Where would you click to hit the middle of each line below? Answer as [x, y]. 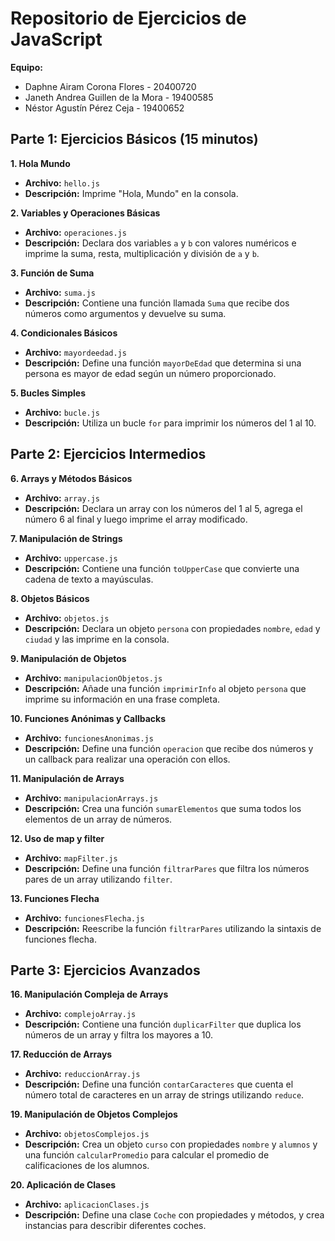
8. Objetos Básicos [50, 598]
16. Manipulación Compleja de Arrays [89, 994]
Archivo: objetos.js [67, 618]
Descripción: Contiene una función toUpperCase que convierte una [162, 568]
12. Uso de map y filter [57, 838]
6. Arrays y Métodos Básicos [71, 478]
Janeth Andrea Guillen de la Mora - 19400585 [119, 97]
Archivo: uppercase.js [71, 558]
